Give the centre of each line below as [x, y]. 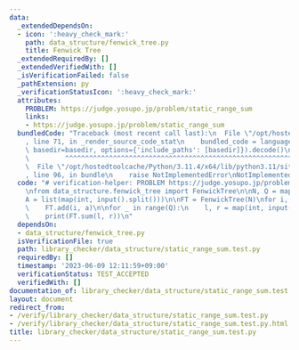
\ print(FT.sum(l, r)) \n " [79, 216]
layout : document [41, 299]
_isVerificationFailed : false [73, 76]
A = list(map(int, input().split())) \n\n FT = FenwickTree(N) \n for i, [157, 200]
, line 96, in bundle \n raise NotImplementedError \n [131, 175]
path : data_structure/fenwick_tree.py [97, 42]
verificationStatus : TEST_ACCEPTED [83, 274]
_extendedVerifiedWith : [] [67, 68]
